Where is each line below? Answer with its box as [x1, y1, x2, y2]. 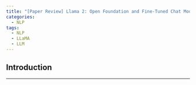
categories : [6, 14, 35, 20]
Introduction [6, 62, 52, 73]
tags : [6, 24, 19, 31]
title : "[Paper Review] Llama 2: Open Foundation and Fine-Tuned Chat [6, 8, 181, 15]
